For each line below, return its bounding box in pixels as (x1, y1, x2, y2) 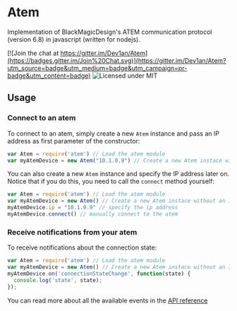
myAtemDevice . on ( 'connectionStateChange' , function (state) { (7, 270, 191, 277)
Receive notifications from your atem (7, 227, 138, 237)
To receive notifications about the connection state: (7, 243, 157, 252)
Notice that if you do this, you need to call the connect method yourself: (7, 177, 215, 186)
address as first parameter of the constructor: (7, 136, 140, 145)
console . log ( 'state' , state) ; (13, 276, 102, 283)
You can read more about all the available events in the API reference (7, 296, 208, 305)
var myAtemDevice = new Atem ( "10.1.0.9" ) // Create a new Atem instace (7, 157, 222, 164)
